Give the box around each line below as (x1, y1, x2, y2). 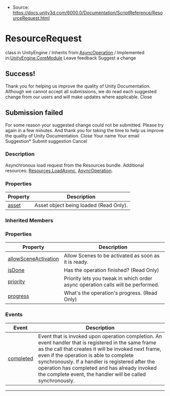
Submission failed (5, 108, 63, 117)
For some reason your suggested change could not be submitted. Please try (5, 122, 164, 128)
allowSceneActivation (8, 255, 59, 262)
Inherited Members (5, 217, 54, 224)
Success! (5, 69, 35, 78)
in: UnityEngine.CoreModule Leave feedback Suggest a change (5, 55, 137, 61)
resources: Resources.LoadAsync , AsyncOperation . (5, 167, 113, 174)
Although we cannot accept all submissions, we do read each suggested (5, 88, 157, 94)
